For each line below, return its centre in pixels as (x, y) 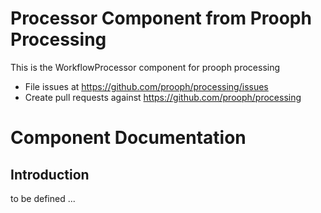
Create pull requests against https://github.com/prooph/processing (163, 97)
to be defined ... (43, 198)
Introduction (50, 174)
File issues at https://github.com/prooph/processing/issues (146, 86)
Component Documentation (128, 138)
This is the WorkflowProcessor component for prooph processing (145, 67)
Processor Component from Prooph (161, 18)
